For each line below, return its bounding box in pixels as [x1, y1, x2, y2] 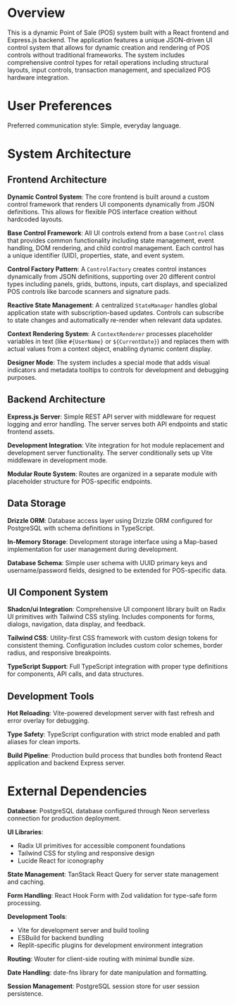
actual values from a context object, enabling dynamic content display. [7, 344, 213, 353]
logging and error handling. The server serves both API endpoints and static [7, 419, 228, 428]
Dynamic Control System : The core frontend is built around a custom [7, 192, 210, 201]
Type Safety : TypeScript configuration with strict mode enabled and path [7, 730, 221, 739]
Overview [7, 5, 66, 21]
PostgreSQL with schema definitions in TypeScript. [7, 524, 155, 532]
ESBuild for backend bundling [17, 934, 104, 942]
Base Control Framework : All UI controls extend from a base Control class [7, 228, 224, 237]
